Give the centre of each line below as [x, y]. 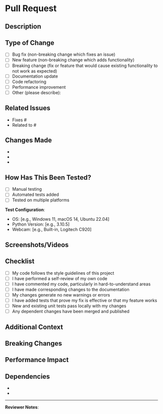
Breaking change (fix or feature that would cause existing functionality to [85, 66]
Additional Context [34, 327]
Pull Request [31, 8]
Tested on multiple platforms [41, 200]
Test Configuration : [25, 210]
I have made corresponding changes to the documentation [71, 289]
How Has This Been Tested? [48, 177]
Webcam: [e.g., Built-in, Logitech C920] [52, 230]
